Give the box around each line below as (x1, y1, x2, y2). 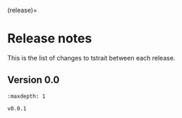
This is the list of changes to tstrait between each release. (7, 53, 176, 62)
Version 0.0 (7, 74, 60, 86)
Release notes (7, 31, 92, 46)
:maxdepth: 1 (7, 93, 46, 100)
